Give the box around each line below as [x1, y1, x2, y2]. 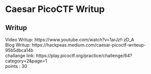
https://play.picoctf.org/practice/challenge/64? [35, 52, 132, 58]
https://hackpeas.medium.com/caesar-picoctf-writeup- [31, 42, 146, 48]
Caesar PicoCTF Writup [5, 3, 105, 15]
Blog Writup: [5, 42, 31, 48]
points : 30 [5, 63, 27, 69]
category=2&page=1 [5, 58, 47, 63]
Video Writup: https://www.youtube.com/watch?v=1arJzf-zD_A [5, 36, 134, 42]
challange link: [5, 52, 35, 58]
